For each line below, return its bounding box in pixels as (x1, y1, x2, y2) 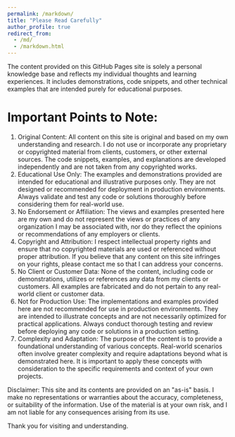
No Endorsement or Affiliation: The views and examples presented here (17, 207, 225, 215)
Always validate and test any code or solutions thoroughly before (17, 192, 206, 201)
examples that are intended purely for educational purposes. (7, 85, 183, 93)
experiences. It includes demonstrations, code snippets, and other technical (7, 77, 228, 85)
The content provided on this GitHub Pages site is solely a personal (7, 63, 203, 70)
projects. (17, 372, 44, 380)
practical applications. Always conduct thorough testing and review (17, 319, 213, 328)
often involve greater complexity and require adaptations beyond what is (17, 349, 228, 357)
